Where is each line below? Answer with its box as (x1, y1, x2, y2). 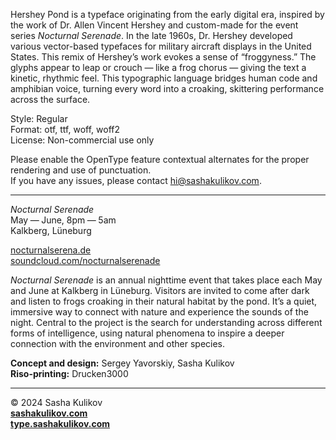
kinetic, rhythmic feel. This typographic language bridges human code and (10, 72, 318, 84)
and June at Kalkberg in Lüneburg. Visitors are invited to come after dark (10, 285, 310, 296)
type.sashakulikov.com (10, 418, 111, 429)
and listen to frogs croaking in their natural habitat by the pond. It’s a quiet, (10, 295, 318, 307)
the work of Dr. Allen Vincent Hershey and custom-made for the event (10, 19, 299, 31)
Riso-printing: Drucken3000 (10, 368, 129, 379)
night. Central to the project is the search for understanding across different (10, 317, 323, 328)
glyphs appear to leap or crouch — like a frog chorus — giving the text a (10, 62, 307, 73)
